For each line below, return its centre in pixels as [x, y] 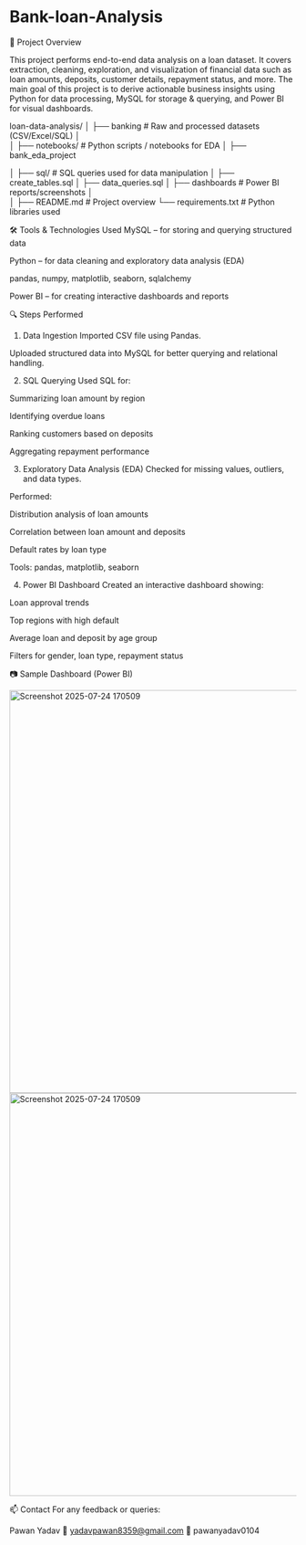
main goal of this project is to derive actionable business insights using [143, 89]
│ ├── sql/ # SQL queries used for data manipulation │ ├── [122, 173]
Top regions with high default [65, 620]
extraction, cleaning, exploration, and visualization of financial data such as [151, 69]
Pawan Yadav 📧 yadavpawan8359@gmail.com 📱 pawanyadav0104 [134, 1530]
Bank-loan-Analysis [87, 17]
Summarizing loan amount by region [77, 398]
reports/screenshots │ [51, 192]
